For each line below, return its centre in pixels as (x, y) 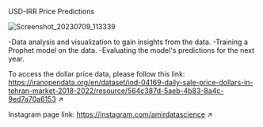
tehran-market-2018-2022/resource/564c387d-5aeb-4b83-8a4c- (116, 91)
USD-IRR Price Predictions (51, 11)
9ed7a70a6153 (32, 99)
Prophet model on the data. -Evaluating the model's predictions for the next (131, 50)
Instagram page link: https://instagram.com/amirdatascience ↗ (111, 114)
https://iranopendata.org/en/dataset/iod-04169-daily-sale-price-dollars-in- (131, 82)
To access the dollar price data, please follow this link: (97, 74)
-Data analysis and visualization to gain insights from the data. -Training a (128, 42)
